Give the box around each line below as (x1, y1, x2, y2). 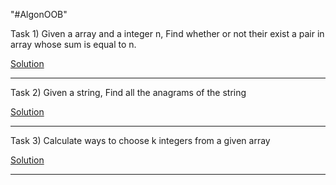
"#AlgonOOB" (10, 9, 68, 20)
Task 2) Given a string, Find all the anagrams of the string (10, 87, 247, 98)
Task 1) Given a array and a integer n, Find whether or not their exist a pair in (10, 28, 325, 39)
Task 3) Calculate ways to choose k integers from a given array (10, 135, 271, 146)
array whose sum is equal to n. (10, 39, 137, 50)
